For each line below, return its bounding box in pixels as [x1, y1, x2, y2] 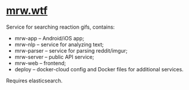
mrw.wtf [6, 4, 48, 18]
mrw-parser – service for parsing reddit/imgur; [14, 47, 128, 54]
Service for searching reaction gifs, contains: [6, 23, 115, 30]
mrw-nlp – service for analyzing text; [14, 41, 104, 48]
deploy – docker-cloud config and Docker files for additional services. [14, 65, 184, 72]
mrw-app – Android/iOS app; [14, 34, 85, 41]
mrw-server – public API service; [14, 53, 95, 60]
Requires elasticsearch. [6, 77, 63, 84]
